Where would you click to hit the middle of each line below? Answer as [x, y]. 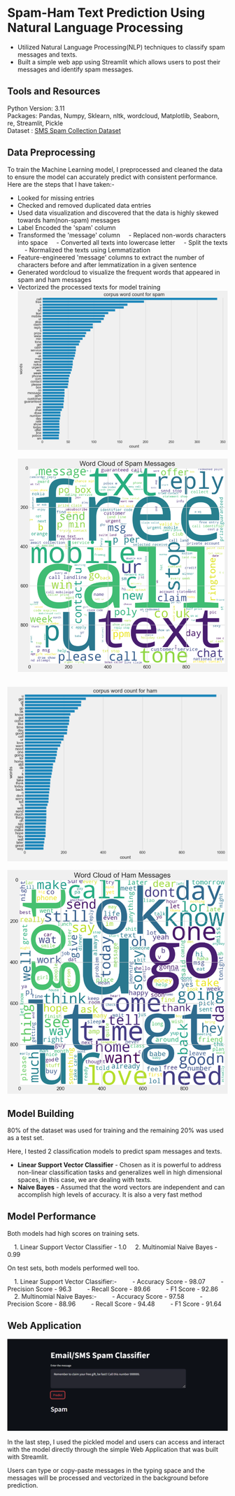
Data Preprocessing [51, 153]
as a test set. [26, 1137]
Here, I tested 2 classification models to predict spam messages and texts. [115, 1151]
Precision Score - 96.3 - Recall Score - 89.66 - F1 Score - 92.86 [113, 1289]
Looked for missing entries [56, 198]
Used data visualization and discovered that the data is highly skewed [118, 213]
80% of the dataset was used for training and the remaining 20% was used [115, 1130]
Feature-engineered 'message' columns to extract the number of [111, 257]
